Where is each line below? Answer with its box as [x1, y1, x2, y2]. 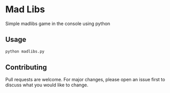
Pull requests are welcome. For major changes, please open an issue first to [5, 77, 165, 83]
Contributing [5, 63, 47, 72]
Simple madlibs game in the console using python [5, 20, 111, 27]
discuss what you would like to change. [5, 82, 89, 88]
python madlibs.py [5, 49, 45, 54]
